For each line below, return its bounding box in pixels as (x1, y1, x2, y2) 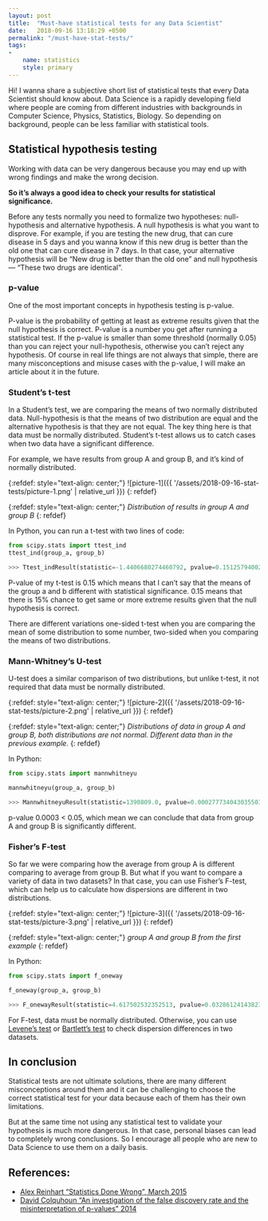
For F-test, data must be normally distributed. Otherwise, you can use (8, 1015, 237, 1025)
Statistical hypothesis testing (8, 143, 158, 156)
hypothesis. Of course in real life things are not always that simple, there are (8, 350, 258, 359)
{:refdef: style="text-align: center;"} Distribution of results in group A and (8, 502, 249, 512)
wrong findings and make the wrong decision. (8, 172, 160, 182)
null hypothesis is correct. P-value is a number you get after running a (8, 324, 238, 334)
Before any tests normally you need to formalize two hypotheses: (8, 211, 223, 221)
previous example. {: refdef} (8, 739, 101, 749)
